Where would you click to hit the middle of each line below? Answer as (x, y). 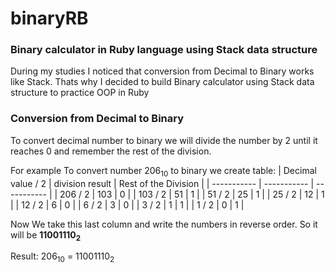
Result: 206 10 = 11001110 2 (62, 257)
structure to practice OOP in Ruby (80, 93)
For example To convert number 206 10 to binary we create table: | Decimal (163, 171)
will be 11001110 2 (46, 235)
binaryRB (49, 18)
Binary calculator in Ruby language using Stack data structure (164, 50)
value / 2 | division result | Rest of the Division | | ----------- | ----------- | (162, 183)
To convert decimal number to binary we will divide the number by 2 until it (164, 140)
